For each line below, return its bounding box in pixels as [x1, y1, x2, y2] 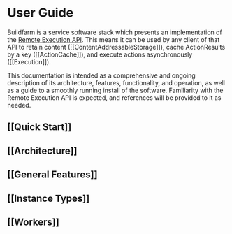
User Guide [7, 5, 74, 21]
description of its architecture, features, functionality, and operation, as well [7, 78, 226, 87]
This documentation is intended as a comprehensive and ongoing [7, 71, 196, 80]
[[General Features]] [7, 169, 98, 181]
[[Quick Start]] [7, 121, 72, 133]
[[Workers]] [7, 216, 59, 228]
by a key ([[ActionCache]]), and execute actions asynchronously [7, 50, 193, 59]
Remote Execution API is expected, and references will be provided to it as [7, 93, 222, 102]
